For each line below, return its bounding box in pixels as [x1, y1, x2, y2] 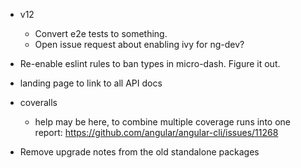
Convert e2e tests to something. [34, 28, 168, 39]
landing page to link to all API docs [19, 77, 163, 89]
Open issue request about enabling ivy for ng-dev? [34, 39, 245, 50]
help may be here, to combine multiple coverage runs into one [34, 116, 291, 128]
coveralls [19, 97, 58, 108]
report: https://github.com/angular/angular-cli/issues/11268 [34, 127, 279, 138]
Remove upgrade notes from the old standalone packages [19, 146, 260, 158]
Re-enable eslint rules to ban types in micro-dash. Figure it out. [19, 58, 281, 69]
